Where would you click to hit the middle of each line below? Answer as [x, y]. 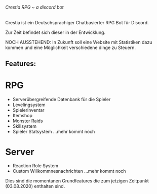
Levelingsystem [29, 105]
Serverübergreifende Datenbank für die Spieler [62, 99]
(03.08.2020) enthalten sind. [35, 186]
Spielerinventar [28, 110]
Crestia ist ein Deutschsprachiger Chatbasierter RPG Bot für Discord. [77, 23]
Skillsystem [25, 126]
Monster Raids [28, 121]
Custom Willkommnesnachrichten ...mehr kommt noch [69, 171]
